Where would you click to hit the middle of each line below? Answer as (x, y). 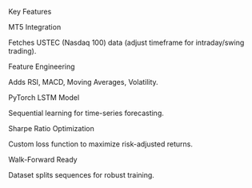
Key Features (30, 12)
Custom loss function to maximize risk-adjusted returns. (101, 144)
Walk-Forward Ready (43, 160)
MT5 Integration (35, 27)
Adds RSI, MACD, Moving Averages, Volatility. (83, 82)
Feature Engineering (42, 66)
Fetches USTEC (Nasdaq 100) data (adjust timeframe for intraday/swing (126, 42)
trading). (22, 51)
